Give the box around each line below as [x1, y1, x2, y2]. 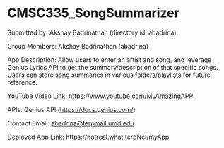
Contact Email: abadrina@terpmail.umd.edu [7, 118, 134, 128]
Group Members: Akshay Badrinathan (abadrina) [7, 42, 149, 50]
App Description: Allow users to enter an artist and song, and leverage [7, 55, 212, 64]
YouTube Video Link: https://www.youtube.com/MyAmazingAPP [7, 92, 194, 100]
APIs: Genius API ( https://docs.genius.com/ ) [7, 105, 136, 113]
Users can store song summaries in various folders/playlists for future [7, 70, 211, 79]
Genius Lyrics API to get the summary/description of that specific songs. [7, 63, 218, 71]
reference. [7, 78, 37, 86]
